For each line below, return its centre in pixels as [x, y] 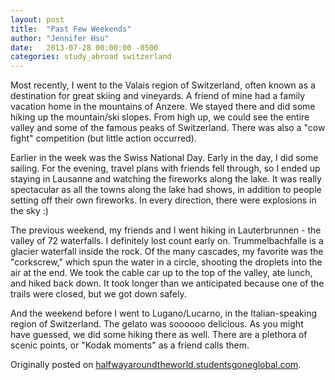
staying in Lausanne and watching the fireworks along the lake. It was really [166, 179]
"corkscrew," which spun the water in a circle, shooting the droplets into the [166, 262]
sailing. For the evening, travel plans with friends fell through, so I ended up [165, 168]
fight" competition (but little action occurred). [103, 138]
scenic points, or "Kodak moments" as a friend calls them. [130, 345]
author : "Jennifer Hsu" [60, 38]
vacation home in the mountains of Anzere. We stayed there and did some [163, 107]
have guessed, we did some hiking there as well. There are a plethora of [159, 335]
